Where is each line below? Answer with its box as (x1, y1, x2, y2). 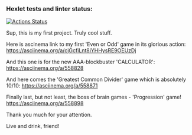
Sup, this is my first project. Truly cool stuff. (6, 29, 112, 36)
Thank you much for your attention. (6, 111, 92, 119)
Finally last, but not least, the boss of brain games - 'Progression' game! (6, 93, 181, 101)
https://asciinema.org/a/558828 (6, 65, 84, 72)
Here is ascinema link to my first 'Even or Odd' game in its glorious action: (6, 41, 186, 48)
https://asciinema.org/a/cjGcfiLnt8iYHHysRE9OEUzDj (6, 47, 136, 54)
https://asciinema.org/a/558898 (6, 100, 84, 107)
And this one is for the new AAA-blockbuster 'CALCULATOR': (6, 58, 155, 66)
